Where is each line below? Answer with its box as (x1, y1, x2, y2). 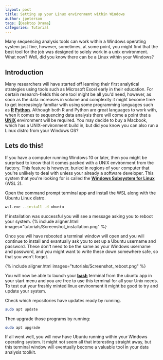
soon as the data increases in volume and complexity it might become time (5, 96, 155, 102)
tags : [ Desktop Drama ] (5, 20, 51, 26)
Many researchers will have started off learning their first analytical (5, 81, 140, 87)
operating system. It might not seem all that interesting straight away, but (5, 339, 152, 345)
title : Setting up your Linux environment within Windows (5, 12, 125, 17)
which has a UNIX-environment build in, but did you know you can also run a (5, 122, 159, 128)
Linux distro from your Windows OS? (5, 127, 79, 133)
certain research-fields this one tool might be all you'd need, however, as (5, 91, 152, 97)
